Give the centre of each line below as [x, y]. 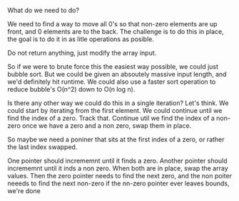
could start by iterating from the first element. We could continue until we [115, 110]
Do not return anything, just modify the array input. [82, 53]
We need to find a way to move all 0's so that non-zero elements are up [112, 24]
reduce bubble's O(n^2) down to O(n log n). [71, 89]
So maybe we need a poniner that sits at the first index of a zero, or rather [116, 139]
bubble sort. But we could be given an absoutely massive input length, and [117, 74]
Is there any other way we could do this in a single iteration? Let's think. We [118, 103]
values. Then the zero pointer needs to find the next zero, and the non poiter [119, 176]
